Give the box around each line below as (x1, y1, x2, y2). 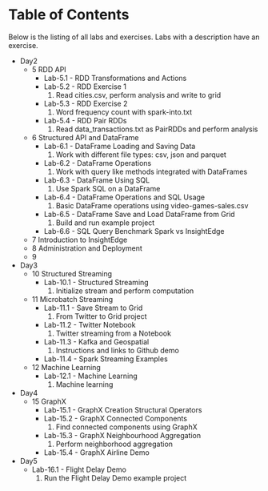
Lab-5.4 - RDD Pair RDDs (43, 115, 127, 125)
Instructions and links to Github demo (55, 345, 180, 355)
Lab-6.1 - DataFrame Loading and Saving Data (43, 141, 196, 151)
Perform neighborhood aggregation (55, 439, 174, 449)
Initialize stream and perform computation (55, 286, 194, 296)
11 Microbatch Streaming (31, 294, 114, 304)
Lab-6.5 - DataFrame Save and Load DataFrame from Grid (43, 209, 235, 219)
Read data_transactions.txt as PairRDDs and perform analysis (55, 124, 258, 134)
